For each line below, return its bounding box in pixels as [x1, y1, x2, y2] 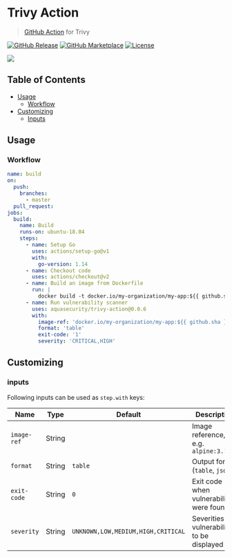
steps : [19, 235, 39, 242]
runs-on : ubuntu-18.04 [19, 229, 85, 235]
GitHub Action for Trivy [23, 28, 90, 36]
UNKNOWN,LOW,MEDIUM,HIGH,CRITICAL [72, 527, 186, 535]
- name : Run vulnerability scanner [25, 299, 128, 306]
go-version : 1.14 [37, 260, 88, 267]
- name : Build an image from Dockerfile [25, 280, 144, 287]
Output [192, 456, 215, 466]
